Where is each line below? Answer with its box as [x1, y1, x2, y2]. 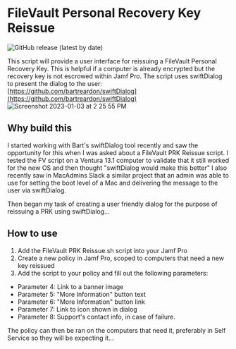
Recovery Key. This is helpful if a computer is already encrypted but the [7, 64, 216, 73]
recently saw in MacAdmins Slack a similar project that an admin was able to [7, 171, 229, 179]
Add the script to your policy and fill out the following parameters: [17, 269, 209, 277]
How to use [7, 228, 58, 240]
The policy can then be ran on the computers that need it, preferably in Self [7, 326, 226, 334]
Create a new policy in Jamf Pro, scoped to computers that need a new [17, 254, 224, 262]
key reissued [17, 261, 55, 269]
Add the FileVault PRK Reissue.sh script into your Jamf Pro [17, 246, 188, 255]
